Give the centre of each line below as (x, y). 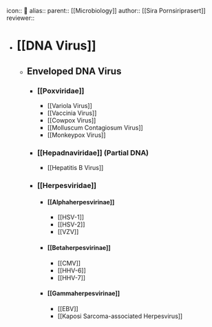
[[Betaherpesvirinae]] (79, 247)
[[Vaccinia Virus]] (72, 113)
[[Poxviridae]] (61, 91)
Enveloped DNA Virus (74, 71)
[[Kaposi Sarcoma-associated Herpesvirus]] (120, 316)
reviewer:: (21, 18)
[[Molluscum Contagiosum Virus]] (95, 127)
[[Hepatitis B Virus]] (75, 168)
